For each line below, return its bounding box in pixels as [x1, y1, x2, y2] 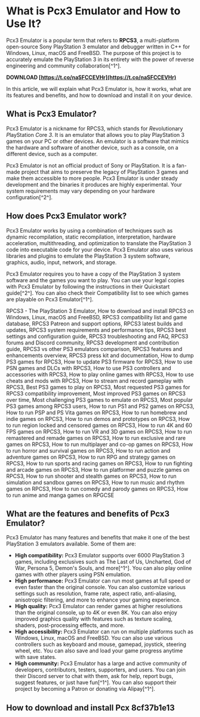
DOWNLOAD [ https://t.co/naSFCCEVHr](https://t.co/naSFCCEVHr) [6, 74, 177, 81]
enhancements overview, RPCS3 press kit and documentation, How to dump [6, 352, 194, 359]
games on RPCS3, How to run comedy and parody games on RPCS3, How [6, 485, 189, 492]
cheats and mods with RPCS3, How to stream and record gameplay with [6, 377, 184, 384]
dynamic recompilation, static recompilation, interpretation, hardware [6, 233, 176, 240]
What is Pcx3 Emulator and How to [6, 4, 181, 18]
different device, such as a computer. [6, 150, 98, 157]
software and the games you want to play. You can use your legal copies [6, 276, 185, 283]
